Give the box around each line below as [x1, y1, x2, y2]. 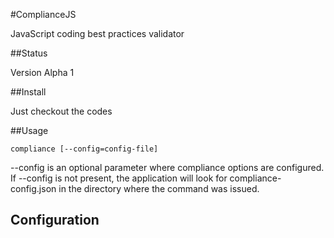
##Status [10, 47, 48, 59]
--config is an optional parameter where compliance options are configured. [10, 162, 325, 173]
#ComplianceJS [10, 9, 77, 20]
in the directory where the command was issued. [58, 183, 260, 194]
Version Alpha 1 [10, 67, 75, 78]
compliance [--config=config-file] [10, 144, 159, 154]
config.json [10, 183, 57, 194]
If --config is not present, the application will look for [10, 172, 228, 184]
